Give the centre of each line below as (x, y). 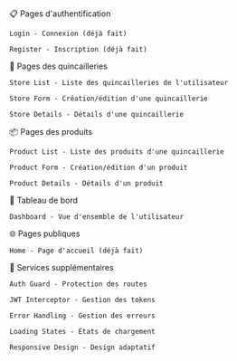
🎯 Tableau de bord (44, 200)
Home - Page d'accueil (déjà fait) (76, 251)
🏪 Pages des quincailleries (59, 66)
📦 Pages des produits (51, 132)
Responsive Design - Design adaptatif (82, 347)
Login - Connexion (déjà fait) (68, 33)
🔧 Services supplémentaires (62, 267)
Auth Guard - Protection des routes (78, 284)
